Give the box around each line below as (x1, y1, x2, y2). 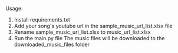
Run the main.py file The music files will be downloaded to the (14, 35, 165, 41)
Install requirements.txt (14, 16, 70, 23)
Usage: (5, 5, 23, 12)
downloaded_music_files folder (14, 41, 90, 48)
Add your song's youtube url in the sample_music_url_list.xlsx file (14, 23, 173, 29)
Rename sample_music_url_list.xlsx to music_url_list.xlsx (14, 29, 151, 36)
